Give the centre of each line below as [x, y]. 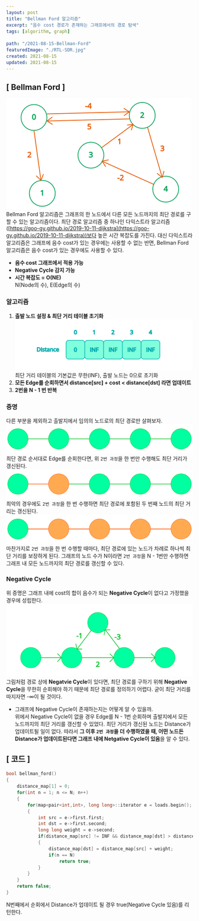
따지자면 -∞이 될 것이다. [34, 697]
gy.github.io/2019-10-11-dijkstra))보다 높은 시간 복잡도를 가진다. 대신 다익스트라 [99, 235]
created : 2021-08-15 [32, 56]
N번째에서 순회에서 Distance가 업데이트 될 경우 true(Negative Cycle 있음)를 [95, 904]
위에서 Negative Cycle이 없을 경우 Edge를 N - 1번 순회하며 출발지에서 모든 [101, 716]
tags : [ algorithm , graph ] [38, 31]
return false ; [34, 886]
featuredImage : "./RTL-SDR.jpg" [46, 50]
